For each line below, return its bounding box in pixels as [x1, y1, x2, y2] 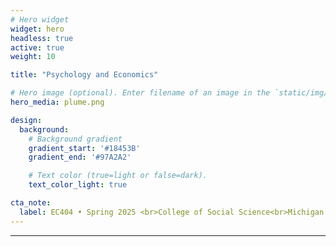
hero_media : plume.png [10, 97, 105, 107]
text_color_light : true [28, 180, 128, 190]
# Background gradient [28, 134, 123, 144]
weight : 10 [10, 52, 56, 62]
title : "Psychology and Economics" [10, 70, 159, 80]
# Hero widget [10, 14, 70, 25]
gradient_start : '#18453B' [28, 143, 141, 153]
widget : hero [10, 24, 65, 34]
